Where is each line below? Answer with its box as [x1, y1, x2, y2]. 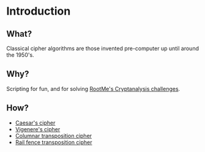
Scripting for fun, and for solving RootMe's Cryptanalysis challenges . [6, 85, 181, 92]
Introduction [6, 4, 71, 18]
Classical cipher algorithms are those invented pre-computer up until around [6, 45, 199, 52]
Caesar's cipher [15, 119, 56, 126]
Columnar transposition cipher [15, 132, 92, 139]
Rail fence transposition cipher [15, 139, 92, 146]
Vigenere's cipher [15, 125, 61, 132]
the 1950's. [6, 51, 35, 59]
